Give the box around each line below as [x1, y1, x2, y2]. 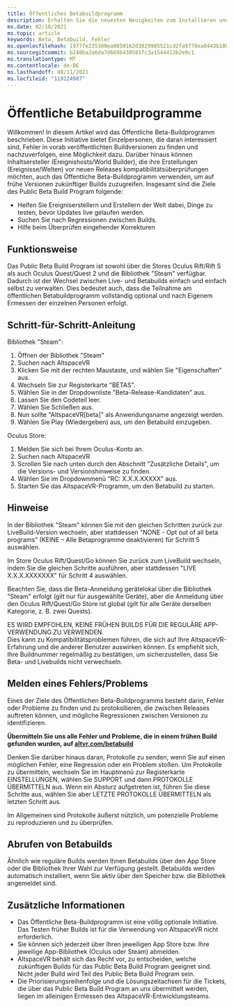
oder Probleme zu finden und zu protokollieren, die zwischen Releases [7, 704, 210, 712]
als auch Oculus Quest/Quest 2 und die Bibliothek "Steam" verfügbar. [7, 269, 207, 278]
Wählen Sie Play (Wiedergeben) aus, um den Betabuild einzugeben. [17, 418, 212, 426]
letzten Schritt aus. [7, 797, 61, 805]
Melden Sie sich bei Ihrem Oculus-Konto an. [17, 444, 144, 453]
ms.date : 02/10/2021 [7, 23, 68, 30]
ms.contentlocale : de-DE [7, 62, 79, 69]
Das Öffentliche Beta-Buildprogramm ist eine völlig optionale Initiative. [17, 918, 219, 926]
